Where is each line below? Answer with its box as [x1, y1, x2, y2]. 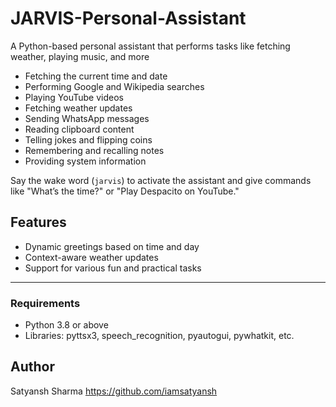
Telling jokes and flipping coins [24, 133, 153, 146]
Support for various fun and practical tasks [24, 262, 202, 274]
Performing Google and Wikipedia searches [24, 80, 205, 92]
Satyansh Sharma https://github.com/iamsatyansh [10, 385, 218, 397]
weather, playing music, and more [10, 50, 150, 62]
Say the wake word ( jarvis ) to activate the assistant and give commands [10, 174, 312, 186]
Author [10, 358, 55, 376]
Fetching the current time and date [24, 70, 168, 82]
